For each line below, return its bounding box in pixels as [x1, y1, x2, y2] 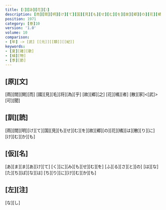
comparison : [5, 35, 30, 40]
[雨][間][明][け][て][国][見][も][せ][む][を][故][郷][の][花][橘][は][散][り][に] [5, 127, 155, 133]
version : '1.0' [5, 26, 37, 31]
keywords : [5, 44, 26, 49]
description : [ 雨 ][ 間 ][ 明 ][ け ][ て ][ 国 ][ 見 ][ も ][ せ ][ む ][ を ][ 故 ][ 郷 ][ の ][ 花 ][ [5, 12, 158, 17]
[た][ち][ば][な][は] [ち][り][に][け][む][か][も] [5, 169, 96, 175]
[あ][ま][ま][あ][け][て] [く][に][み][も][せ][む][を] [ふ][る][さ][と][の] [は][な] [5, 164, 159, 169]
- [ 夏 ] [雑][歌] [5, 48, 35, 53]
